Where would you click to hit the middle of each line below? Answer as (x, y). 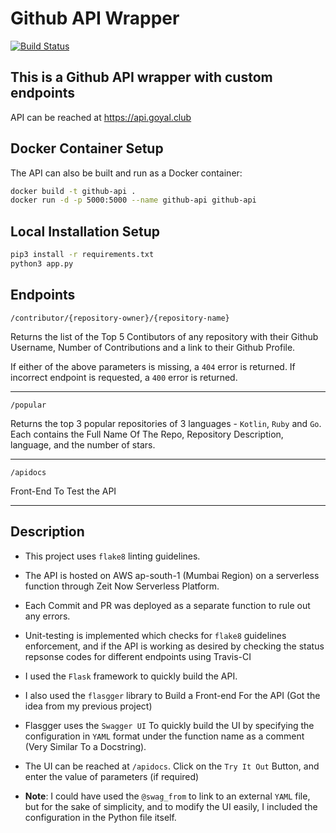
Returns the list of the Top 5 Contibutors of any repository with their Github (164, 336)
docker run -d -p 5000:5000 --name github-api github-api (133, 200)
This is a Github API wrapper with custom (141, 77)
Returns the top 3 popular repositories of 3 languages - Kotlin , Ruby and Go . (166, 423)
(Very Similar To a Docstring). (85, 746)
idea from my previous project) (88, 706)
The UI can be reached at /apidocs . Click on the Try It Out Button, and (172, 766)
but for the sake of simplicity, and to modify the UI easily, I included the (171, 806)
